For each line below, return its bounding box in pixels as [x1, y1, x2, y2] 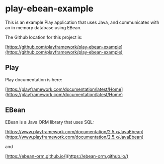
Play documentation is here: [5, 76, 63, 82]
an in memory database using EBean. [5, 24, 82, 30]
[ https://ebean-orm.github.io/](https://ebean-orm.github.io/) [5, 153, 129, 159]
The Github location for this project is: [5, 34, 83, 40]
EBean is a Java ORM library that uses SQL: [5, 119, 94, 125]
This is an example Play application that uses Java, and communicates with [5, 19, 160, 25]
